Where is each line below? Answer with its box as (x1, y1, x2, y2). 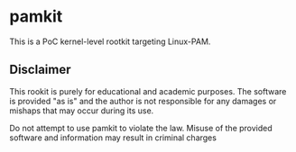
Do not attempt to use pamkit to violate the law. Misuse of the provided (9, 122, 273, 133)
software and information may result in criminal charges (9, 132, 217, 143)
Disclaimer (9, 62, 71, 77)
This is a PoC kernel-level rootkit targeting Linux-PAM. (9, 36, 211, 47)
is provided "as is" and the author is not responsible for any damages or (9, 95, 277, 106)
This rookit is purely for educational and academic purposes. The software (9, 85, 287, 96)
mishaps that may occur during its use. (9, 105, 154, 116)
